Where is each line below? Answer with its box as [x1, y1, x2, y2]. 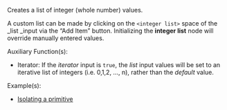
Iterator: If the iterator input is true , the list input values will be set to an [17, 61, 221, 68]
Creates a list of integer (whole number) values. [7, 6, 143, 14]
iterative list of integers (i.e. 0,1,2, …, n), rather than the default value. [17, 68, 215, 76]
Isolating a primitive [17, 95, 73, 103]
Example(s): [7, 82, 42, 89]
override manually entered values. [7, 34, 105, 42]
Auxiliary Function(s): [7, 48, 68, 55]
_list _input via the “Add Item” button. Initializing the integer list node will [7, 27, 214, 35]
